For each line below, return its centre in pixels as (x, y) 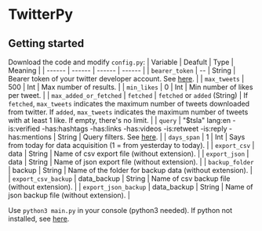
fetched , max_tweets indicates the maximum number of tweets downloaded (129, 104)
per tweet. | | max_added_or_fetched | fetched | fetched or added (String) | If (128, 95)
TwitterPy (40, 14)
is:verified (24, 128)
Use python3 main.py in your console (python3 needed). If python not (120, 210)
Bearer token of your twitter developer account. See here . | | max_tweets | (126, 79)
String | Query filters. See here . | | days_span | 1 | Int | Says (151, 137)
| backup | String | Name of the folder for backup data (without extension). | (130, 170)
